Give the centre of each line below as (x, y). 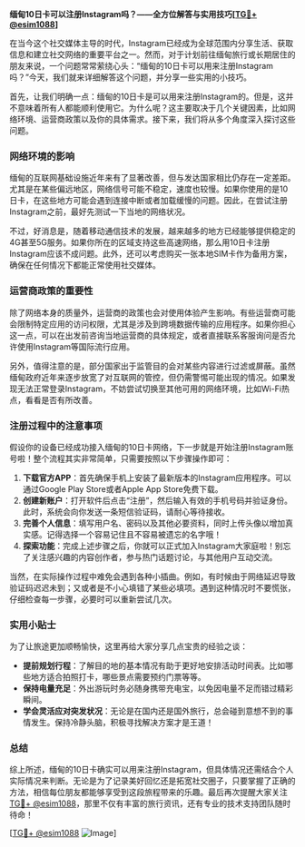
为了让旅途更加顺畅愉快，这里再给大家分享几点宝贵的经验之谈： (128, 646)
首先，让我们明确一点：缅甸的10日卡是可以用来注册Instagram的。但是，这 (148, 96)
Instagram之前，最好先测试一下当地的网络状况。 (100, 212)
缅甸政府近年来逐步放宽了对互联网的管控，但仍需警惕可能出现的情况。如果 (148, 377)
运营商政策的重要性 (51, 291)
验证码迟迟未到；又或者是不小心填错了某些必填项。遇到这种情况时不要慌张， (152, 587)
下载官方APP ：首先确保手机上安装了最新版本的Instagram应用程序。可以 (157, 478)
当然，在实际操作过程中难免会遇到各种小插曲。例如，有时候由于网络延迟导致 (152, 576)
